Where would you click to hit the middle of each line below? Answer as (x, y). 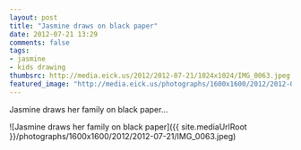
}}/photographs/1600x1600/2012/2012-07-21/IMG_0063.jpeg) (123, 136)
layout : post (34, 17)
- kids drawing (38, 68)
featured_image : (39, 84)
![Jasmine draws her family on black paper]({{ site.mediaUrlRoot (129, 127)
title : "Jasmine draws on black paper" (84, 26)
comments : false (39, 42)
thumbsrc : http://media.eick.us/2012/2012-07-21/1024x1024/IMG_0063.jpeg (150, 76)
